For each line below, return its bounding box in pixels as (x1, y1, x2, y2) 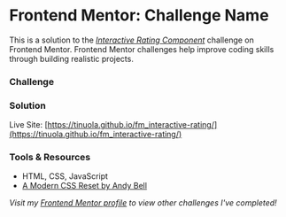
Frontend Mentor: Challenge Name (9, 5, 269, 26)
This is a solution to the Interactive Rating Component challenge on (9, 35, 255, 45)
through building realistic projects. (9, 53, 135, 64)
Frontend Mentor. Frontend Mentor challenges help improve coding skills (9, 43, 274, 54)
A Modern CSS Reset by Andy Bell (21, 181, 148, 191)
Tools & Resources (9, 151, 91, 164)
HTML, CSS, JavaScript (21, 171, 109, 182)
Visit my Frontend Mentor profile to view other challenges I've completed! (9, 198, 277, 208)
